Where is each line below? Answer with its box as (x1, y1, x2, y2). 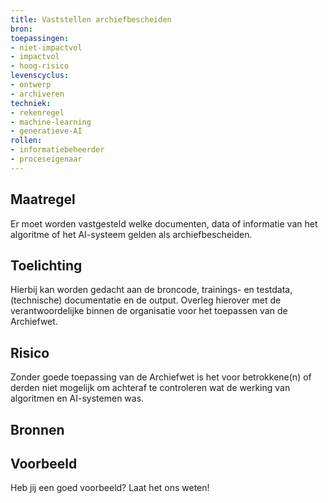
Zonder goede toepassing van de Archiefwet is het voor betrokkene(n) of (10, 371, 312, 383)
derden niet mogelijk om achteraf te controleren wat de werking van (10, 382, 291, 394)
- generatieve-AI (10, 126, 83, 136)
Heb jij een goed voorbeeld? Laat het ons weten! (10, 482, 210, 494)
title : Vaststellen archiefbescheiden (10, 14, 172, 25)
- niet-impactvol (10, 42, 83, 53)
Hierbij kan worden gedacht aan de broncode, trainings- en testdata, (10, 284, 293, 296)
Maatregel (10, 191, 76, 208)
